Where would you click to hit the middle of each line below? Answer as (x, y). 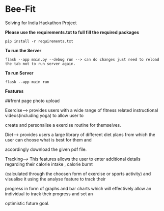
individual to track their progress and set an (49, 194)
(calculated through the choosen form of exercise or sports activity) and (78, 174)
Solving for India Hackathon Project (41, 23)
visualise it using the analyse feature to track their (55, 179)
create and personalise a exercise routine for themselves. (63, 125)
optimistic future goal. (27, 203)
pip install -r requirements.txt (39, 41)
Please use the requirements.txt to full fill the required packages (72, 32)
